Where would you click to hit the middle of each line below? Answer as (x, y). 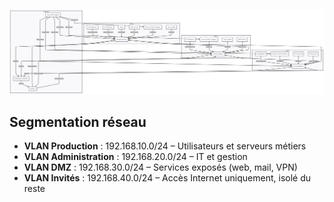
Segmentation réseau (78, 121)
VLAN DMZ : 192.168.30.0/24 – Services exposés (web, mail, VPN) (160, 167)
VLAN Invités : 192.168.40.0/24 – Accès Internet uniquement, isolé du (167, 178)
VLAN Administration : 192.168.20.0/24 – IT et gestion (135, 157)
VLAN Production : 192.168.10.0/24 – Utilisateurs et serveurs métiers (165, 146)
